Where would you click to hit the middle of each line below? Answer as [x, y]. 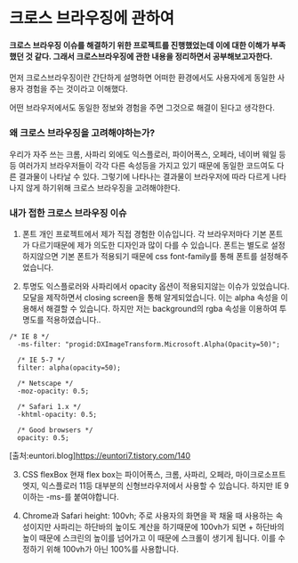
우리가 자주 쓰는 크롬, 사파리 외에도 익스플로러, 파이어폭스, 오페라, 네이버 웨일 [143, 154]
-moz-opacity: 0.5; [53, 391]
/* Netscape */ [45, 383]
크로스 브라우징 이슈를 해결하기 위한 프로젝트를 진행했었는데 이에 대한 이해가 [139, 45]
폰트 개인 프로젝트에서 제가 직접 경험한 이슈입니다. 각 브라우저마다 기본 [144, 233]
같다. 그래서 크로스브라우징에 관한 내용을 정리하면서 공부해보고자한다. [153, 56]
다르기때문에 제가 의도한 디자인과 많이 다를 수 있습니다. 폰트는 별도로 [150, 245]
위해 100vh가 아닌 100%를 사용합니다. [113, 549]
